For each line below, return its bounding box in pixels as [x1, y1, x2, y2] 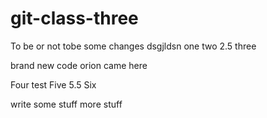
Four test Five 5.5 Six [10, 78, 97, 91]
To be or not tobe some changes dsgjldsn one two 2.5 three [10, 40, 257, 52]
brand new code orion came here [10, 59, 148, 71]
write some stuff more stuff [10, 98, 123, 110]
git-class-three [10, 7, 139, 30]
